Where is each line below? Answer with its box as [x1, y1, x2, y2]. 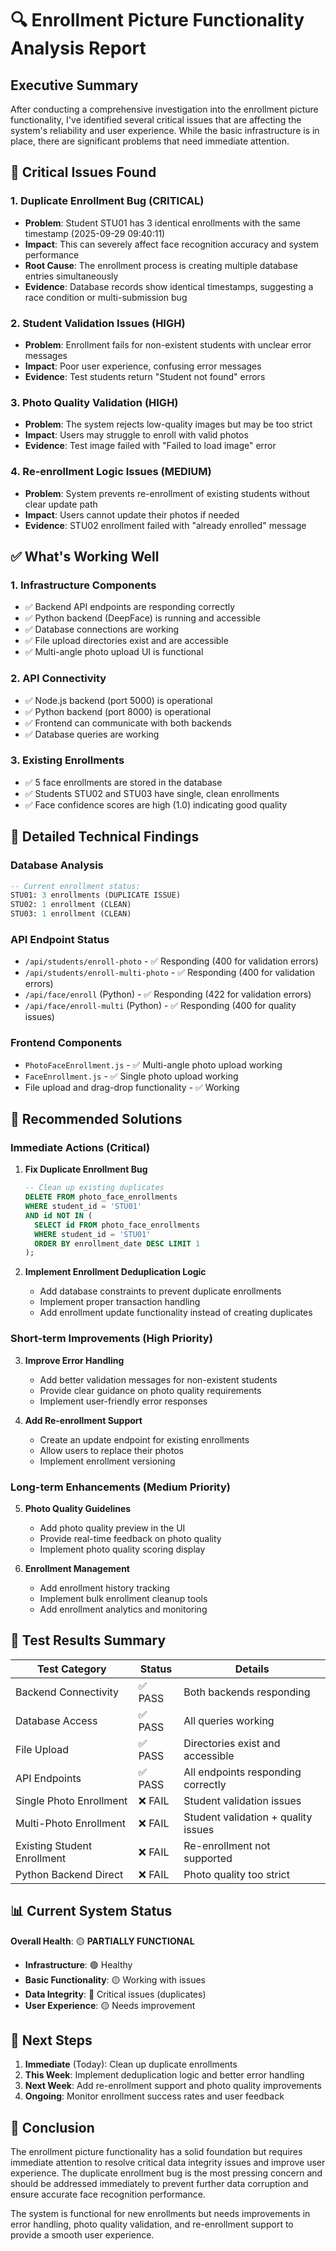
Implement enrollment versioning [39, 1455, 176, 1467]
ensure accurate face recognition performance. [10, 2188, 206, 2201]
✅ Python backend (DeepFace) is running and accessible [24, 612, 261, 624]
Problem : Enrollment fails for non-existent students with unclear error [24, 338, 312, 351]
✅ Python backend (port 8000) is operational [24, 705, 212, 717]
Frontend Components [10, 1036, 123, 1050]
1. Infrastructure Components [10, 578, 157, 592]
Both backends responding [183, 1685, 311, 1699]
